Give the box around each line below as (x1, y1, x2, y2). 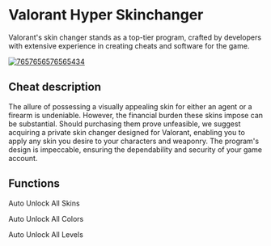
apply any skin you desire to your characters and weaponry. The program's (8, 136, 260, 146)
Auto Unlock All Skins (8, 198, 80, 208)
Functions (8, 176, 61, 191)
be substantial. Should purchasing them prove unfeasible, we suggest (8, 119, 241, 129)
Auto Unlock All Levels (8, 229, 83, 240)
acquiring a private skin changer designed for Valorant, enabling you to (8, 127, 245, 137)
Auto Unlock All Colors (8, 214, 84, 223)
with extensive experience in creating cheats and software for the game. (8, 40, 250, 50)
